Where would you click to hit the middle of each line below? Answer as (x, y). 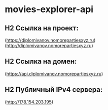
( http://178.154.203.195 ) (29, 102)
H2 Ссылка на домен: (41, 62)
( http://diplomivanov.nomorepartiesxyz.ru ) (49, 46)
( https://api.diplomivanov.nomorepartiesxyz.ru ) (54, 74)
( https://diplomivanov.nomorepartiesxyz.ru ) (50, 40)
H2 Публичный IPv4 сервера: (54, 90)
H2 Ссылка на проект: (42, 28)
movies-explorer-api (49, 9)
